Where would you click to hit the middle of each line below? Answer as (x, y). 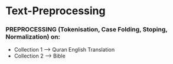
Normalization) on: (33, 37)
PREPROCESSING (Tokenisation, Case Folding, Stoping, (86, 30)
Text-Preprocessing (56, 11)
